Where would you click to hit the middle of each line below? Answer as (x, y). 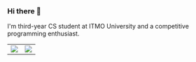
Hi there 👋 (24, 11)
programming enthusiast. (43, 33)
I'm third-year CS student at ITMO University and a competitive (98, 26)
